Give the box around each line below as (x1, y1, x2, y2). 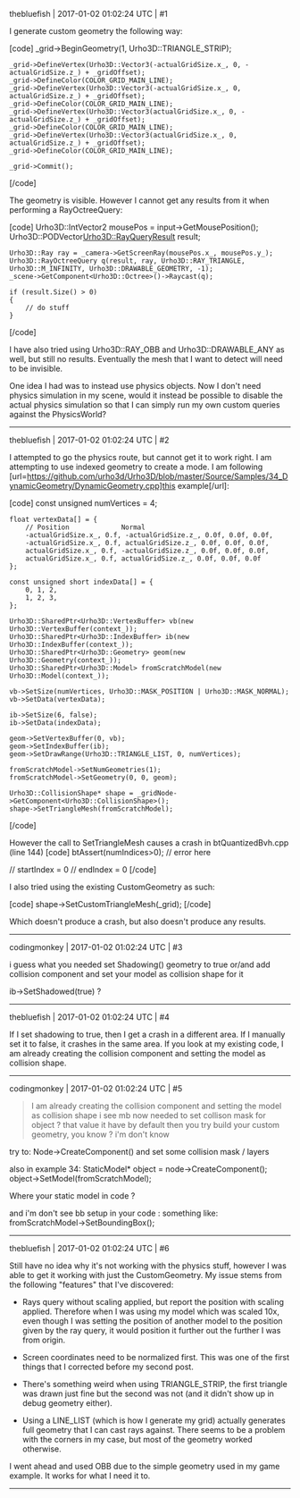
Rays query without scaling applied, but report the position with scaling (21, 1297, 284, 1307)
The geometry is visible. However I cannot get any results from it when (9, 195, 270, 206)
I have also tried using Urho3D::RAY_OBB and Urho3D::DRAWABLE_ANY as (9, 344, 285, 355)
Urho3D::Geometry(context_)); (9, 656, 122, 665)
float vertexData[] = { (9, 515, 98, 524)
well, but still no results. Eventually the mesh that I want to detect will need (9, 354, 283, 364)
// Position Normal (25, 523, 146, 532)
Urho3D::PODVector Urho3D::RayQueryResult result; (9, 231, 201, 241)
